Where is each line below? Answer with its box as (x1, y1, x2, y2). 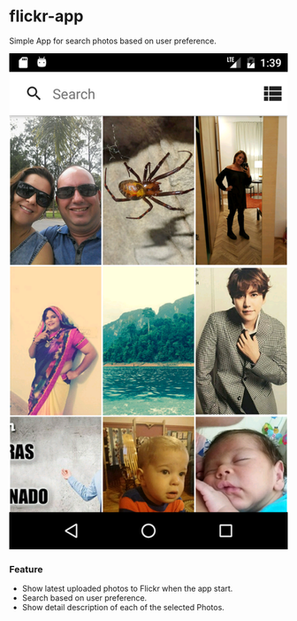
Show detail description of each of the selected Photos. (21, 602, 225, 613)
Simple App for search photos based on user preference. (9, 35, 217, 46)
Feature (9, 563, 43, 575)
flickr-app (9, 6, 84, 27)
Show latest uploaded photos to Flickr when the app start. (21, 583, 233, 594)
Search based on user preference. (21, 593, 148, 603)
